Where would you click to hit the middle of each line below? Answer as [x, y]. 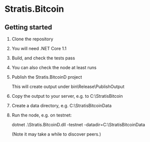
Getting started [28, 27]
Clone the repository [32, 39]
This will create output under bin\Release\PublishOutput [68, 86]
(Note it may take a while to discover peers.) [56, 134]
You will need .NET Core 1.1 [39, 48]
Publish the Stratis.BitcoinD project [47, 77]
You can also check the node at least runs [54, 68]
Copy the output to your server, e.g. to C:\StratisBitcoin [67, 96]
